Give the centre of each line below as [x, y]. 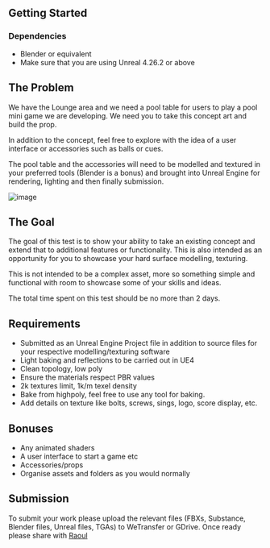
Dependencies [37, 36]
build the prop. [33, 124]
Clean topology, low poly [61, 369]
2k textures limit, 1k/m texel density [78, 386]
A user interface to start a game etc [79, 456]
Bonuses [31, 428]
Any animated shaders [57, 447]
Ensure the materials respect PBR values [87, 377]
